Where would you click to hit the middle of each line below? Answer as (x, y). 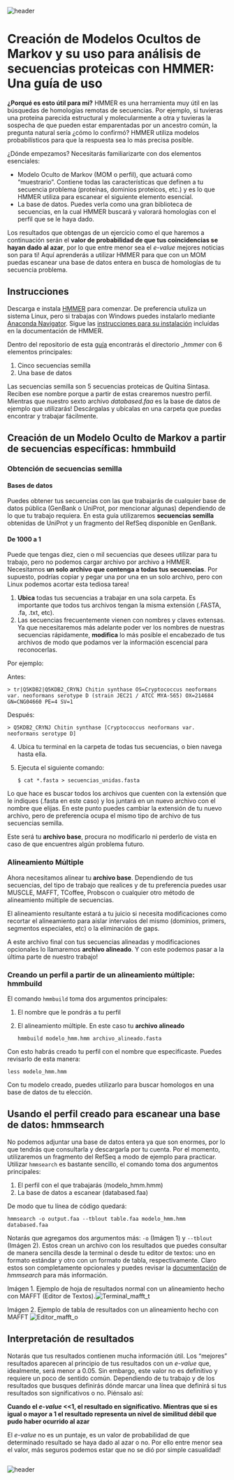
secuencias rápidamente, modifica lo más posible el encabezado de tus (121, 635)
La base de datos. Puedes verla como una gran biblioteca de (105, 204)
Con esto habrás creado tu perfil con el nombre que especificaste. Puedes (115, 1052)
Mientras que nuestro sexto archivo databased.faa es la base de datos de (114, 401)
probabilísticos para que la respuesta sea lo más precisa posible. (101, 140)
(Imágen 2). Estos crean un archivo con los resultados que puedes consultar (117, 1245)
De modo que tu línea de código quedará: (67, 1206)
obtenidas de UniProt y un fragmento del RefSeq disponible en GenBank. (112, 523)
